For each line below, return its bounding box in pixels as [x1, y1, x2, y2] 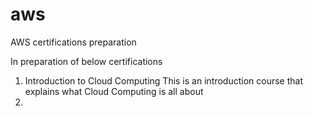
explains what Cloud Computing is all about [24, 85, 204, 97]
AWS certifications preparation [10, 36, 137, 48]
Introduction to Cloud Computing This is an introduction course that [24, 74, 303, 87]
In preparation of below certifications [10, 55, 163, 67]
